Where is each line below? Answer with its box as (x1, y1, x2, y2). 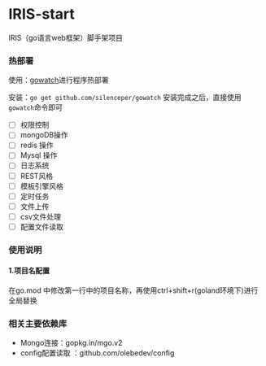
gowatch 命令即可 (8, 102, 63, 112)
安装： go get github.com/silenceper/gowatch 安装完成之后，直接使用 (8, 93, 242, 102)
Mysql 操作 (20, 150, 58, 160)
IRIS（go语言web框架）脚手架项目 (8, 33, 124, 42)
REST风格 (20, 171, 54, 181)
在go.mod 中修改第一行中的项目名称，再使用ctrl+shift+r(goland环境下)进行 (8, 285, 259, 295)
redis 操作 (20, 140, 55, 150)
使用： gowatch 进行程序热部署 (8, 75, 109, 85)
